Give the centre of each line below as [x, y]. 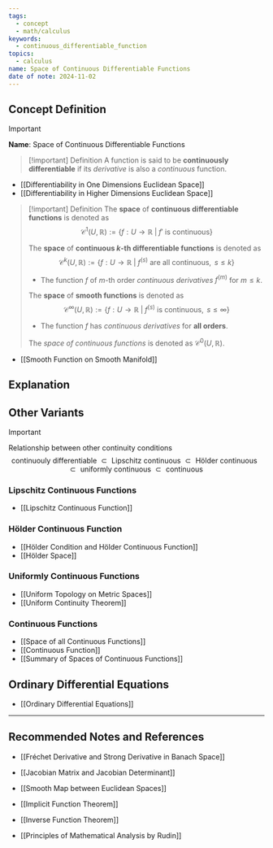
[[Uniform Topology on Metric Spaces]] [86, 594]
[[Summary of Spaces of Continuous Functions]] [102, 659]
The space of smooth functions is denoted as [106, 296]
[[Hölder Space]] [48, 555]
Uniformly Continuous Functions [74, 576]
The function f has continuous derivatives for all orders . [134, 326]
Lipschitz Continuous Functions [72, 490]
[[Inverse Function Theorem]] [69, 820]
